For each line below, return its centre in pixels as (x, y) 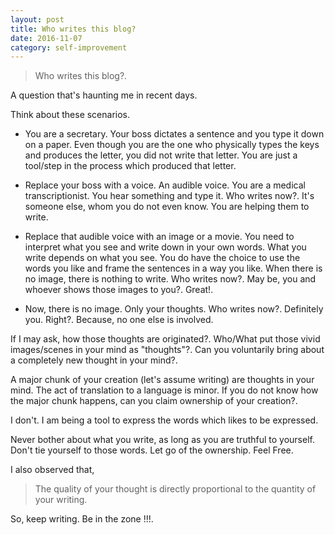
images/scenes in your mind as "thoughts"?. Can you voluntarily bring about (167, 350)
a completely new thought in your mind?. (94, 360)
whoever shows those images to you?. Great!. (119, 290)
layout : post (37, 19)
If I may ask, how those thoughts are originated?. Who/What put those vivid (165, 339)
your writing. (61, 500)
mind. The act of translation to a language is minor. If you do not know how (164, 390)
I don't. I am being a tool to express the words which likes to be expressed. (164, 420)
